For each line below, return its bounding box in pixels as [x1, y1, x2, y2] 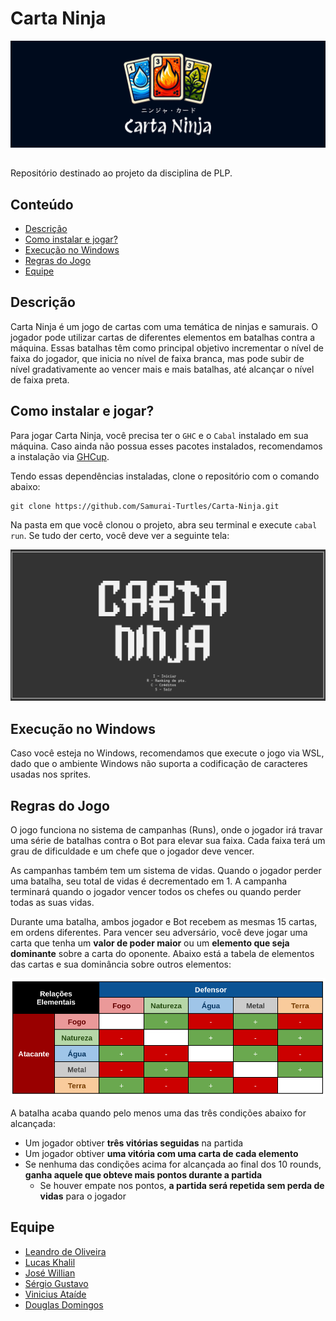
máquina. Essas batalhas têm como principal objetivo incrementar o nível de [10, 342, 325, 354]
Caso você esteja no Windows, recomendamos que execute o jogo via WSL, [10, 747, 325, 759]
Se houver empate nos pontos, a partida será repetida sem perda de [39, 1179, 325, 1191]
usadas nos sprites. [10, 768, 92, 781]
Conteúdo [10, 196, 74, 213]
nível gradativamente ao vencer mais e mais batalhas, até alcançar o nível [10, 363, 315, 375]
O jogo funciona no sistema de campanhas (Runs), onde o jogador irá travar [10, 823, 323, 836]
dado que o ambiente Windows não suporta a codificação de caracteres [10, 758, 308, 770]
